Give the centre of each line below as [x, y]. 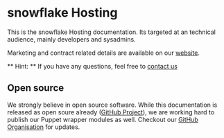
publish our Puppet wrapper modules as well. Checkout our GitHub [103, 119]
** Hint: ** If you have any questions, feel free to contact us [93, 66]
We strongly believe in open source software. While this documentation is [112, 105]
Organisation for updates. [44, 127]
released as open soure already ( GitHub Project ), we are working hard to [111, 112]
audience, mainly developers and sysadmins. [72, 39]
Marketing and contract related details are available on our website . [103, 53]
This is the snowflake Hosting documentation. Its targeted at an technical [112, 32]
